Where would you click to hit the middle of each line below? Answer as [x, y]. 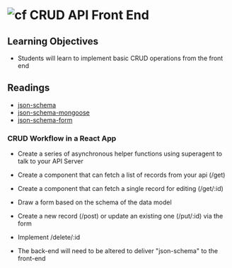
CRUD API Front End [89, 15]
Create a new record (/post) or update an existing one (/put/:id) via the [120, 216]
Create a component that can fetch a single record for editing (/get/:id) [121, 189]
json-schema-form [45, 120]
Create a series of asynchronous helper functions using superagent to [120, 154]
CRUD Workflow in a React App [62, 138]
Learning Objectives [53, 41]
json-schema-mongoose [53, 112]
